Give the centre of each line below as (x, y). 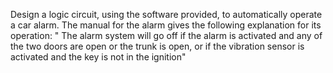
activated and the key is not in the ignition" (98, 57)
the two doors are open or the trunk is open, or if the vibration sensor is (157, 46)
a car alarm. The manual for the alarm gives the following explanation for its (166, 25)
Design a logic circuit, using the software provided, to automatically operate (166, 14)
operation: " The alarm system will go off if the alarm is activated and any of (166, 35)
